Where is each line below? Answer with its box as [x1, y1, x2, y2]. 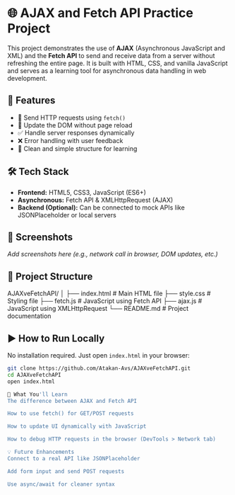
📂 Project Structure [7, 271, 93, 283]
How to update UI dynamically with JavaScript [7, 423, 147, 430]
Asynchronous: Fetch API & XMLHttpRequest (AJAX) [17, 195, 174, 204]
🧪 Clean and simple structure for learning [17, 144, 138, 153]
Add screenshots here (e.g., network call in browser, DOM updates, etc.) [7, 250, 219, 258]
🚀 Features [7, 94, 56, 107]
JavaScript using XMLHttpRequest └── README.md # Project [7, 305, 189, 313]
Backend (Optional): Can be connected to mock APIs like [17, 203, 185, 212]
